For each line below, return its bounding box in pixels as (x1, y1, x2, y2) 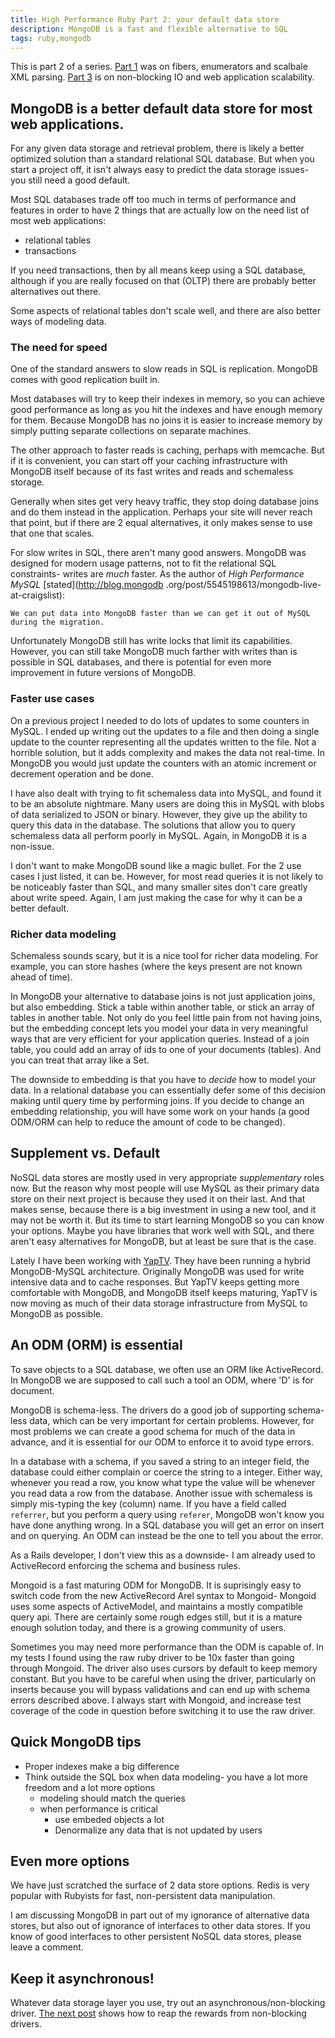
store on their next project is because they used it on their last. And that (10, 1192, 306, 1205)
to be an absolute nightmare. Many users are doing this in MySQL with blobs (10, 797, 325, 810)
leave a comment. (10, 1941, 84, 1953)
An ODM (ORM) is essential (10, 1337, 183, 1354)
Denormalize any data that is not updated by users (54, 1824, 263, 1836)
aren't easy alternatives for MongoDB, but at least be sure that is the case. (10, 1235, 317, 1247)
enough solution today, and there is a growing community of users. (10, 1621, 287, 1633)
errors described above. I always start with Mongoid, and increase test (10, 1694, 302, 1706)
